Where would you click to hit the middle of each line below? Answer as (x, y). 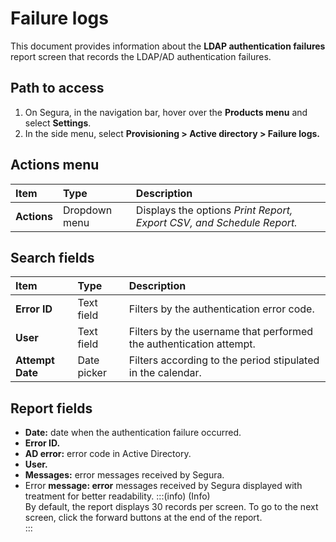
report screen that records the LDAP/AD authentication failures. (141, 56)
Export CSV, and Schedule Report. (216, 222)
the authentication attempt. (192, 344)
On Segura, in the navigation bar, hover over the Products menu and (166, 112)
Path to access (57, 88)
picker (92, 373)
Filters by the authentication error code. (221, 309)
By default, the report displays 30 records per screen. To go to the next (171, 507)
